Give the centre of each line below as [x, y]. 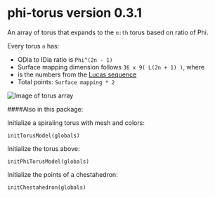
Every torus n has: [33, 46]
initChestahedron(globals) [47, 187]
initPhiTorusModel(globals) [48, 161]
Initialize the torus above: [44, 148]
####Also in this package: [45, 109]
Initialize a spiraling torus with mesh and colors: [76, 123]
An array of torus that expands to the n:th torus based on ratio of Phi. [108, 32]
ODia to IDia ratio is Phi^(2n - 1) [65, 59]
